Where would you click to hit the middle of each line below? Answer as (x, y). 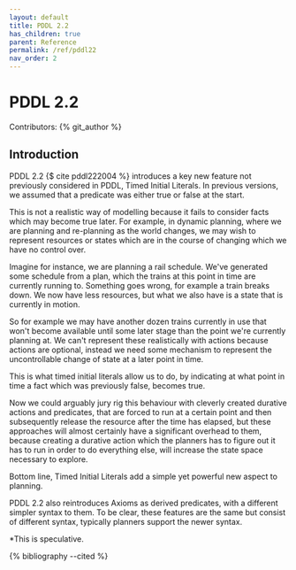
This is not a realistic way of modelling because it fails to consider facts (139, 212)
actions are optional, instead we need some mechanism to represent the (140, 350)
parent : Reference (43, 42)
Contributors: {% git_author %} (65, 127)
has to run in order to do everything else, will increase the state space (136, 450)
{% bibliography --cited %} (59, 556)
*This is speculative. (46, 539)
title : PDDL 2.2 (39, 26)
